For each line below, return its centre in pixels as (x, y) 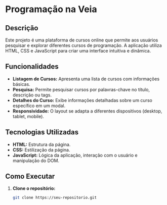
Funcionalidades (32, 67)
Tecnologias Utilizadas (42, 132)
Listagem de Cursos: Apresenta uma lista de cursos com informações (86, 79)
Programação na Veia (51, 9)
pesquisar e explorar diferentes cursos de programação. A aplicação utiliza (83, 45)
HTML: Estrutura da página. (41, 144)
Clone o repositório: (34, 188)
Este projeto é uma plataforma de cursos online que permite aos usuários (82, 40)
